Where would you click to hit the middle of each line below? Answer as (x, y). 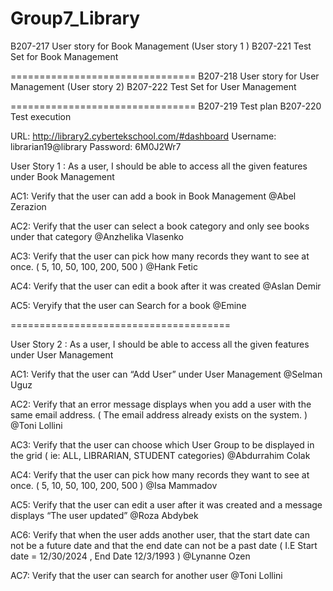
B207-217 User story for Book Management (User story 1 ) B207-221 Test (161, 46)
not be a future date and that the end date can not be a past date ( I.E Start (164, 545)
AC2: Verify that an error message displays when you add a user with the (161, 404)
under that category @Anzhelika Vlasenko (97, 236)
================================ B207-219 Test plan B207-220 (166, 106)
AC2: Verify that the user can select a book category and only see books (160, 226)
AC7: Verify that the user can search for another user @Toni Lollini (146, 575)
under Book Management (62, 176)
